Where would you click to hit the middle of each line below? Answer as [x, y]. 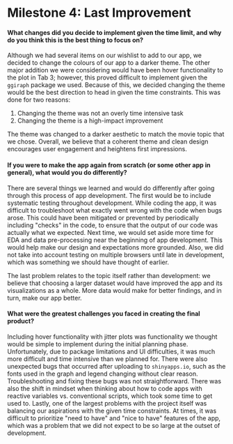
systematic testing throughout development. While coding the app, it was [112, 203]
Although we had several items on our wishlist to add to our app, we [105, 55]
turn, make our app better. [45, 298]
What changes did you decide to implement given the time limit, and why [114, 32]
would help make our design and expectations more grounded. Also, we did [115, 247]
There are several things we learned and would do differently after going [111, 188]
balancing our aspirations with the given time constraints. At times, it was [112, 411]
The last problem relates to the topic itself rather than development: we [109, 275]
